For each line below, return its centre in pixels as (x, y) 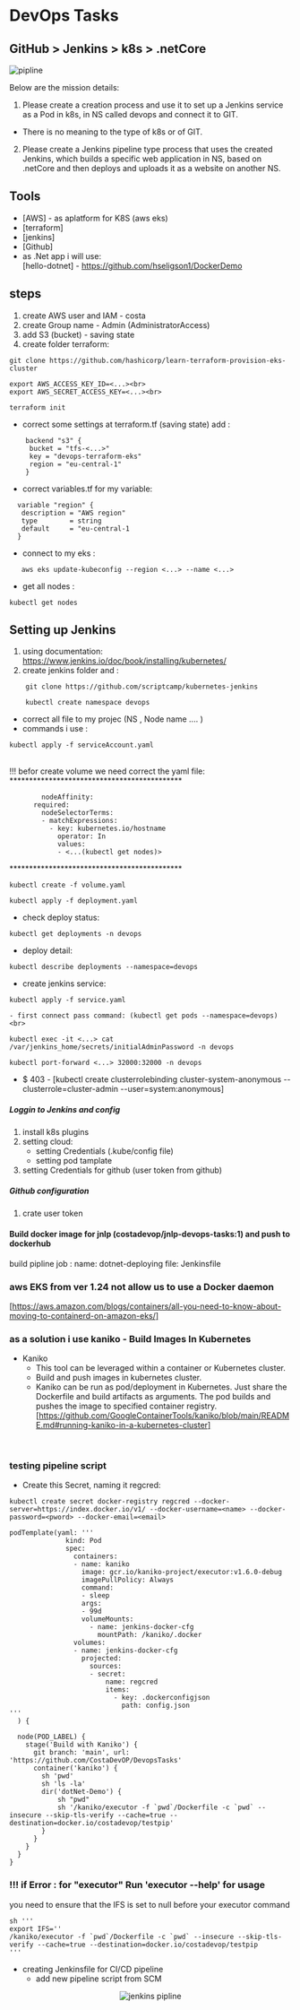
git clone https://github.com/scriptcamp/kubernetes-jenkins (141, 687)
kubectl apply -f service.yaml (68, 1001)
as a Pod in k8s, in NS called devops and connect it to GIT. (130, 114)
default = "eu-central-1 (75, 528)
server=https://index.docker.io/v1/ (77, 1510)
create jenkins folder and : (70, 671)
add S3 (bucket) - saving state (78, 334)
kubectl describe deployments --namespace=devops (104, 967)
